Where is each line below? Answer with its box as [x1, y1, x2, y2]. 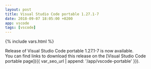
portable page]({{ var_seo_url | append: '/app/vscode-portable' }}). [5, 58, 140, 64]
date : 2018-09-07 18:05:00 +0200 [5, 16, 73, 21]
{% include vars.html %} [5, 38, 55, 44]
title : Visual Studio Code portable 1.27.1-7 [5, 12, 99, 17]
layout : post [5, 7, 32, 12]
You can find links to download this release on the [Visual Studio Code [5, 53, 146, 59]
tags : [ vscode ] [5, 25, 36, 30]
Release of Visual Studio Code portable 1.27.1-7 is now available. [5, 48, 134, 54]
